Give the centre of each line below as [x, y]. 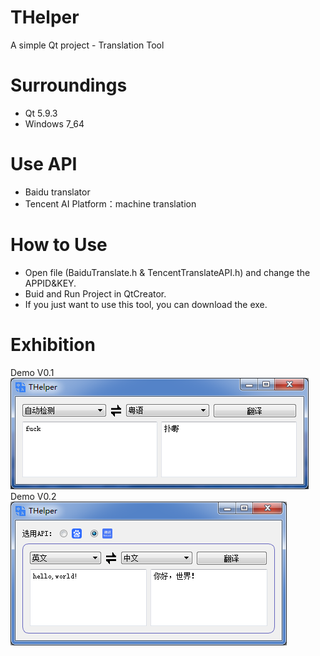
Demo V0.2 [33, 496]
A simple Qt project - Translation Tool [87, 45]
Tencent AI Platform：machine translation [110, 203]
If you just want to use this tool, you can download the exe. [146, 304]
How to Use [59, 245]
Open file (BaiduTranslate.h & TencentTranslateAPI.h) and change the [167, 272]
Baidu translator [57, 192]
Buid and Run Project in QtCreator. [95, 293]
